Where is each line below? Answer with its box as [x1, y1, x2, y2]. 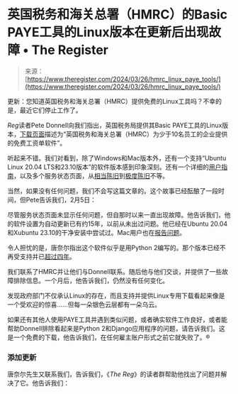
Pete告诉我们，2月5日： [25, 195, 97, 204]
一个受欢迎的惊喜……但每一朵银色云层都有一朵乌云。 [7, 300, 161, 309]
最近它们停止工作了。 [19, 106, 82, 114]
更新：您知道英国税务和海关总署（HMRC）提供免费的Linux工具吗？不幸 [7, 97, 216, 105]
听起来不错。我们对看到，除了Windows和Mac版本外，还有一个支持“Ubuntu [7, 153, 227, 162]
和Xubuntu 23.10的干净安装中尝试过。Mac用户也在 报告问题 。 [7, 228, 186, 236]
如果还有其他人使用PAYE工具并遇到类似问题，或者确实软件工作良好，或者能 [7, 315, 228, 324]
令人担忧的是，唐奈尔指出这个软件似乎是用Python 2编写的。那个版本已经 [7, 243, 220, 252]
